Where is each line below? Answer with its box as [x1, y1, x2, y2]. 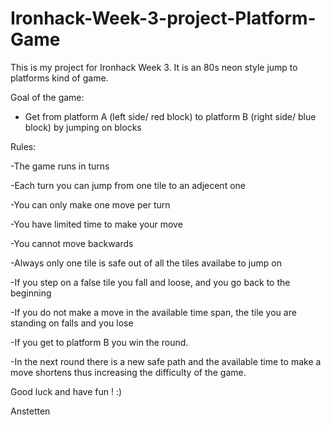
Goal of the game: [10, 91, 85, 103]
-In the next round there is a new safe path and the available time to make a [10, 355, 322, 367]
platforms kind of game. [10, 72, 109, 84]
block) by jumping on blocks [24, 121, 142, 133]
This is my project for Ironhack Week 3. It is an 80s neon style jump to [10, 61, 298, 73]
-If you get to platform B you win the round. [10, 336, 189, 348]
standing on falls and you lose [10, 317, 134, 329]
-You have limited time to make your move [10, 218, 183, 230]
